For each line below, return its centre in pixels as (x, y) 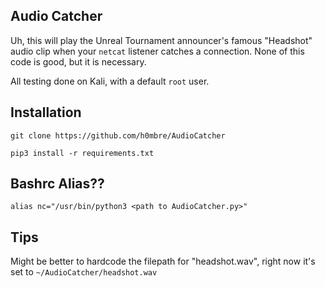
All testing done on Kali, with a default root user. (110, 81)
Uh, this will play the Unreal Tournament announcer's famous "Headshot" (161, 40)
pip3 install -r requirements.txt (82, 153)
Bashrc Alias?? (57, 184)
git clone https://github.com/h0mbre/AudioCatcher (118, 135)
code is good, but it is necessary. (78, 61)
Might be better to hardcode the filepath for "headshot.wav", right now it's (163, 261)
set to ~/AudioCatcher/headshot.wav (84, 272)
